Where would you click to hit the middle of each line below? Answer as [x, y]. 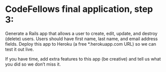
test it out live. [20, 49]
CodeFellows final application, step [79, 9]
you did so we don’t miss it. [33, 64]
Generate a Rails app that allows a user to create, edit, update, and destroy [81, 33]
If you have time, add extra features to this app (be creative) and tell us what [83, 59]
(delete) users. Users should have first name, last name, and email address [82, 39]
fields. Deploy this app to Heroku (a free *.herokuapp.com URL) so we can [81, 44]
